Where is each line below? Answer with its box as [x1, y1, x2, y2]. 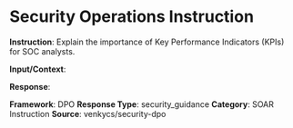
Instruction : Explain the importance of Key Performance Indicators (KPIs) [9, 36, 285, 47]
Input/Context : [9, 64, 66, 74]
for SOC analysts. [9, 45, 76, 56]
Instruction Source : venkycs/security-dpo [9, 108, 167, 119]
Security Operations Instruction [9, 6, 255, 27]
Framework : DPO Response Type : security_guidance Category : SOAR [9, 98, 275, 110]
